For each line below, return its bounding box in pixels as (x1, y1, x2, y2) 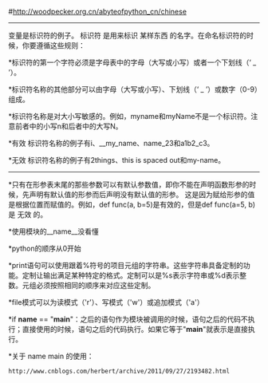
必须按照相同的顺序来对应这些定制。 (35, 281, 156, 290)
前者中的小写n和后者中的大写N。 (14, 121, 123, 131)
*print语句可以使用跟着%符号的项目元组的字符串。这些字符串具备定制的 (8, 261, 243, 270)
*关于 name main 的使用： (8, 351, 94, 361)
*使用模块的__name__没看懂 (8, 227, 100, 236)
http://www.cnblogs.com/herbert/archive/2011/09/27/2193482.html (8, 367, 230, 375)
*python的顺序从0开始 (8, 243, 81, 253)
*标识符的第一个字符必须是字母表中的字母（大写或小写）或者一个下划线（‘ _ (8, 57, 257, 67)
